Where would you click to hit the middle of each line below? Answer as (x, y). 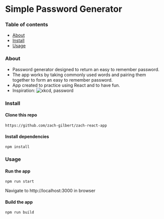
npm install (17, 147)
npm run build (20, 213)
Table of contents (27, 25)
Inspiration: (24, 90)
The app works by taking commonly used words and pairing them (79, 75)
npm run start (20, 181)
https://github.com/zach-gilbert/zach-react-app (56, 125)
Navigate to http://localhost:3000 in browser (50, 191)
